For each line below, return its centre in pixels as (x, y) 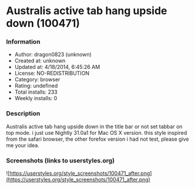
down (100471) (43, 23)
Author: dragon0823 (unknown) (53, 55)
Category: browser (37, 79)
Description (23, 114)
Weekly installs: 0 (36, 98)
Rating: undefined (36, 86)
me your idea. (23, 145)
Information (23, 42)
